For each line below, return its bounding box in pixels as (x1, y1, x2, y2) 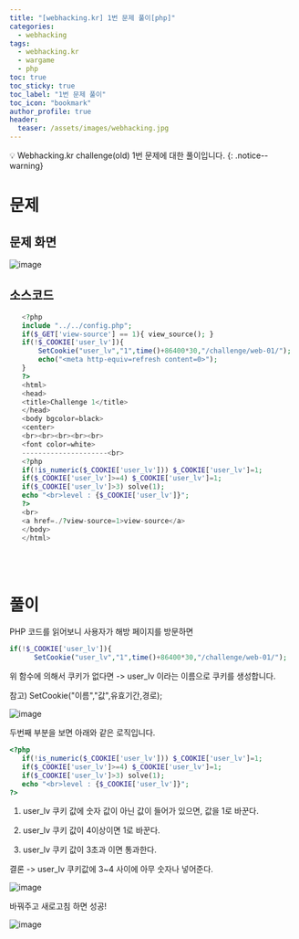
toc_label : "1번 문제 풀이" (9, 90, 107, 99)
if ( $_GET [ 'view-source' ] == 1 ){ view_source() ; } (21, 330, 214, 339)
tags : (9, 38, 30, 48)
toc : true (9, 73, 47, 82)
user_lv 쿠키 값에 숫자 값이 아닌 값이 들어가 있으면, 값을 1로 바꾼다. (22, 806, 260, 817)
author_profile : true (9, 107, 92, 116)
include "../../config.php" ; (21, 321, 132, 330)
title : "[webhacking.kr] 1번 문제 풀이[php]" (9, 13, 176, 23)
